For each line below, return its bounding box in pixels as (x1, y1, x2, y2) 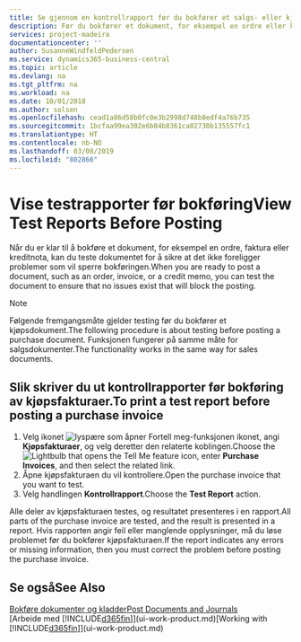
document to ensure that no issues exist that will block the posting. (9, 280, 256, 292)
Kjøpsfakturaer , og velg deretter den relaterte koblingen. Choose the (21, 441, 276, 452)
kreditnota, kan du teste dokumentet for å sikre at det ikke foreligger (9, 252, 262, 263)
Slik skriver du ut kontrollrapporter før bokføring (9, 379, 284, 395)
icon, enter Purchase (180, 451, 260, 462)
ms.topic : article (9, 64, 78, 73)
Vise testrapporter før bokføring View (9, 194, 292, 214)
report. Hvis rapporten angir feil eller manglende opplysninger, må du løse (9, 525, 282, 536)
